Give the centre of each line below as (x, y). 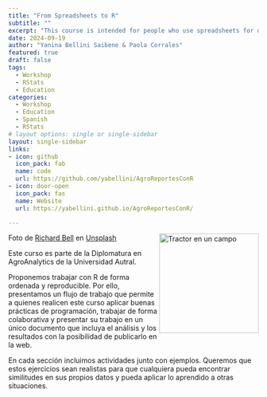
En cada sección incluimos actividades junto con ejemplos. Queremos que (130, 360)
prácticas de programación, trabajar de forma (83, 311)
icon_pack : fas (41, 193)
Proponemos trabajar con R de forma (69, 277)
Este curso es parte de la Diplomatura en (75, 254)
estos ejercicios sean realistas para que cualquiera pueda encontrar (119, 369)
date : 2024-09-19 (37, 38)
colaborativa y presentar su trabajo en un (75, 320)
